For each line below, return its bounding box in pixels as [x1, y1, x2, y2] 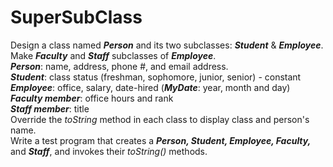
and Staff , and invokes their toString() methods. [10, 145, 208, 157]
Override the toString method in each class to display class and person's [10, 113, 310, 125]
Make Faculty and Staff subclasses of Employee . [10, 49, 217, 61]
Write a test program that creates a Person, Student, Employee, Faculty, [10, 134, 312, 146]
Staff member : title [10, 102, 90, 115]
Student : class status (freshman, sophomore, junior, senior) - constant [10, 71, 302, 83]
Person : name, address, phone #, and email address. [10, 60, 229, 72]
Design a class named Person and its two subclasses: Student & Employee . [10, 39, 324, 51]
